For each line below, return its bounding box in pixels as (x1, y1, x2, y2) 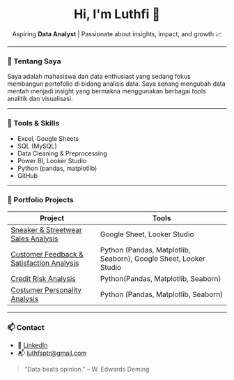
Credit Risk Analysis (10, 273, 76, 283)
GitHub (17, 171, 38, 180)
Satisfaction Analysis (10, 258, 79, 268)
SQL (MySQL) (17, 142, 57, 150)
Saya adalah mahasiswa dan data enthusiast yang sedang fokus (7, 73, 192, 81)
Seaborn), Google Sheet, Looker (100, 254, 205, 264)
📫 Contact (7, 322, 45, 332)
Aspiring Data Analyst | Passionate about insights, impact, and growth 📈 (12, 29, 222, 38)
